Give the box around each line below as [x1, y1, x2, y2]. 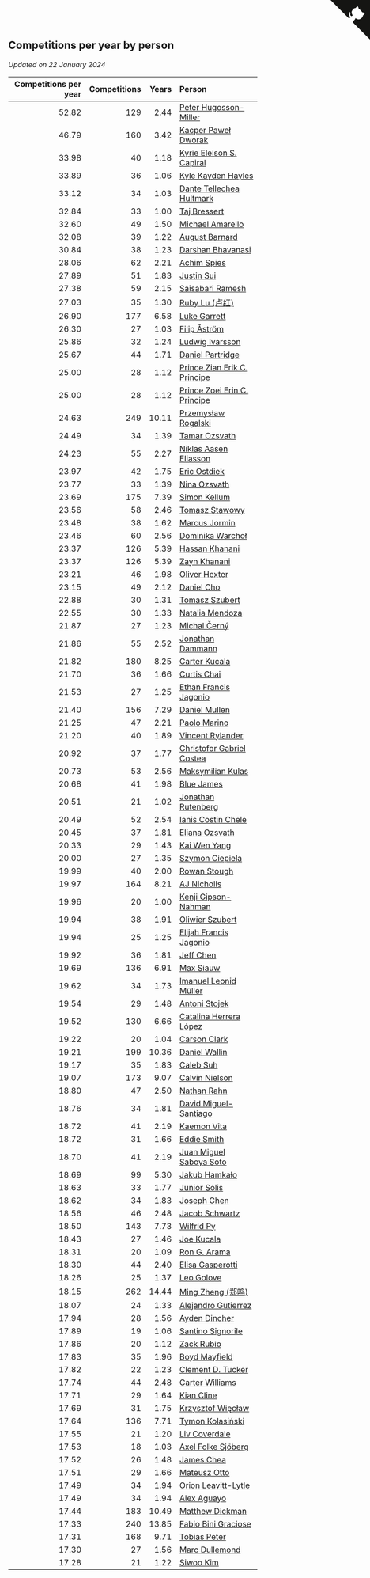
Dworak [179, 135, 209, 146]
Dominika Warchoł [179, 530, 247, 541]
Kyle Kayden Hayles [179, 170, 254, 181]
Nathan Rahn [179, 1085, 228, 1096]
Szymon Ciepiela [179, 852, 243, 863]
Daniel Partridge [179, 349, 240, 360]
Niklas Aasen [179, 443, 228, 454]
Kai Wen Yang [179, 840, 232, 851]
